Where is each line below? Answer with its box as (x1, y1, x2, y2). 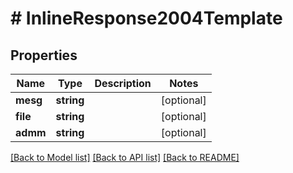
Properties (10, 47, 78, 64)
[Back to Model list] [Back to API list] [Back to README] (10, 152, 240, 163)
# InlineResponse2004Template (10, 7, 283, 30)
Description (94, 77, 152, 90)
